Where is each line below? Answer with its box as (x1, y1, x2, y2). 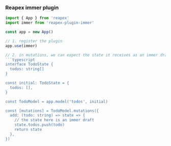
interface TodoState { (5, 62, 53, 67)
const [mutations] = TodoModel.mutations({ (5, 108, 99, 113)
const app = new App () (5, 29, 53, 34)
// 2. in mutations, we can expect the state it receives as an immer (5, 52, 158, 57)
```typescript (5, 57, 36, 62)
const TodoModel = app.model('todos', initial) (5, 99, 108, 104)
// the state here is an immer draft (14, 118, 95, 123)
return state (14, 127, 42, 132)
